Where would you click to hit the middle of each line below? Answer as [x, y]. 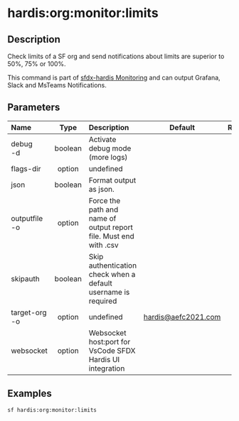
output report [111, 227]
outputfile [27, 218]
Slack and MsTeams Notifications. [57, 85]
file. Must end [111, 236]
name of [102, 218]
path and [103, 209]
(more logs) [108, 157]
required [103, 301]
